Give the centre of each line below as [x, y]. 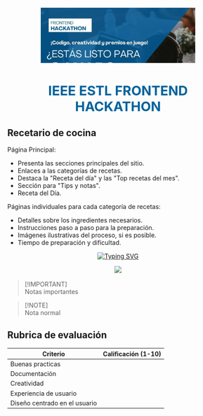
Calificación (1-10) [132, 354]
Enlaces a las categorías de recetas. [70, 171]
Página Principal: [32, 150]
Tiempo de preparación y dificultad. [69, 243]
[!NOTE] [36, 305]
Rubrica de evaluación [57, 335]
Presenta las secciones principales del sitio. [81, 163]
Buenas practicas [35, 364]
